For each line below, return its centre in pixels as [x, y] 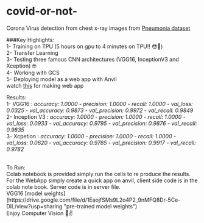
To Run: [16, 167]
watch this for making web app [45, 85]
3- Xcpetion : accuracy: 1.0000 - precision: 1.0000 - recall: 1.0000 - [91, 136]
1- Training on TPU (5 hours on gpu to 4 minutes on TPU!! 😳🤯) [85, 46]
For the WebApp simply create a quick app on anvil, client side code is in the [102, 180]
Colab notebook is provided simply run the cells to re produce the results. [98, 174]
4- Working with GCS [33, 73]
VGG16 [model [24, 193]
